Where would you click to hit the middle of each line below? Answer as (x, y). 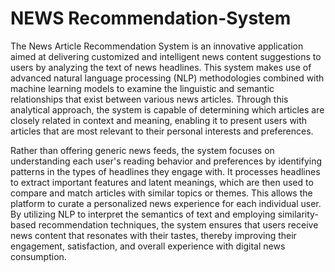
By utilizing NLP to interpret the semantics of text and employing (143, 214)
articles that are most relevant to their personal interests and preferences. (162, 131)
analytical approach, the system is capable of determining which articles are (167, 109)
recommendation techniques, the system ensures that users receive (178, 224)
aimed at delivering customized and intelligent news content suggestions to (166, 56)
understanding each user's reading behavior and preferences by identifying (166, 161)
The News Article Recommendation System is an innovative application (157, 46)
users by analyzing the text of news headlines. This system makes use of (161, 67)
